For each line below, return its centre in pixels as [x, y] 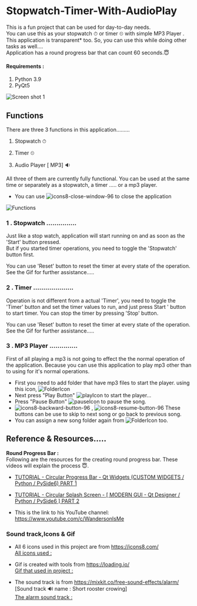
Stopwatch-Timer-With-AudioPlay [92, 11]
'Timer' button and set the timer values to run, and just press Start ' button [96, 307]
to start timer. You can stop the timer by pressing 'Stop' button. [82, 313]
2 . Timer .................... [40, 288]
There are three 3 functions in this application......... [68, 129]
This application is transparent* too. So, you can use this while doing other [96, 40]
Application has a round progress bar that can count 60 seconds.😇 [88, 52]
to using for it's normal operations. [48, 371]
